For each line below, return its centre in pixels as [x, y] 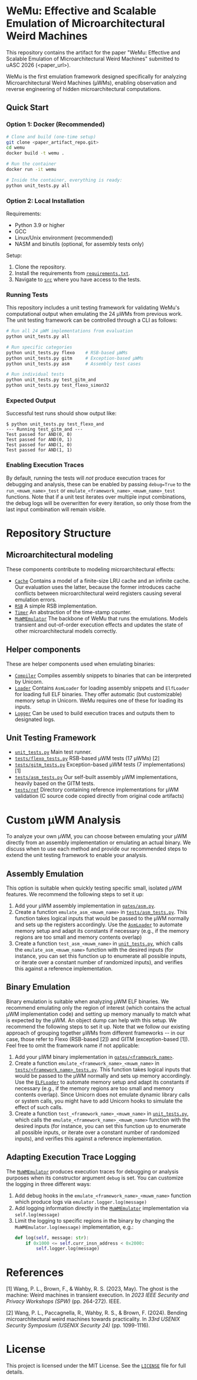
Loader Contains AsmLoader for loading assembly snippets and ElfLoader [102, 688]
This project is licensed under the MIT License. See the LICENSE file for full [96, 1366]
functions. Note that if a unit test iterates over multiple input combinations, [96, 497]
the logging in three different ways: [49, 1184]
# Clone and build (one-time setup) [51, 137]
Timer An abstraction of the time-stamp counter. [73, 612]
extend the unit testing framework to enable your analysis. [77, 855]
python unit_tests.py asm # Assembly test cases [74, 364]
